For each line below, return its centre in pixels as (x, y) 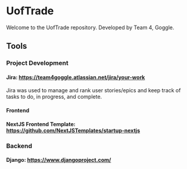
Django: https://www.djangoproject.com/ (59, 160)
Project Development (37, 63)
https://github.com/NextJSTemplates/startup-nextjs (73, 130)
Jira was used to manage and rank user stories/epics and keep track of (93, 90)
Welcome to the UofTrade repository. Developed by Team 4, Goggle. (90, 27)
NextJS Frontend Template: (41, 124)
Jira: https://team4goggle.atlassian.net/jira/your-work (76, 77)
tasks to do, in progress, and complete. (54, 97)
